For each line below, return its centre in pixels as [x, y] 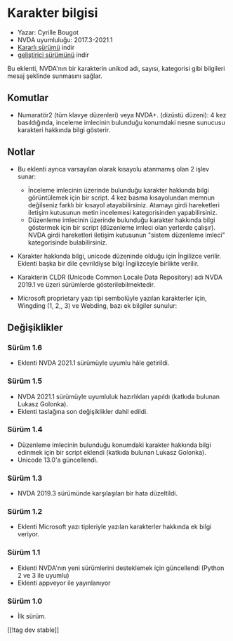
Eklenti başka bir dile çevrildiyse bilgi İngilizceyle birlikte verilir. [108, 263]
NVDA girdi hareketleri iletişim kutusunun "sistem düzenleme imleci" [127, 235]
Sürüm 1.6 [25, 347]
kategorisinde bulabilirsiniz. [67, 242]
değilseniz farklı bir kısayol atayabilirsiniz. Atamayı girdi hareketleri [124, 205]
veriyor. [28, 534]
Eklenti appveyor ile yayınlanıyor [64, 583]
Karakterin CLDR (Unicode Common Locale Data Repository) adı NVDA [120, 277]
